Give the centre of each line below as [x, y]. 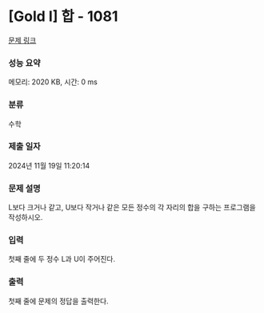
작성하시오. [26, 217]
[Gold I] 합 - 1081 [63, 16]
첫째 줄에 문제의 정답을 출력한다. [59, 301]
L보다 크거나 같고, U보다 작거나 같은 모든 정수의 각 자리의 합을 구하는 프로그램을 [132, 207]
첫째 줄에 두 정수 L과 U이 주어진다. [62, 259]
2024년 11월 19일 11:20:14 [49, 165]
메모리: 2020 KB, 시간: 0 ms [53, 82]
